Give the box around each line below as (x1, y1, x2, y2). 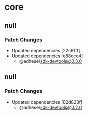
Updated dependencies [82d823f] (11, 99, 83, 105)
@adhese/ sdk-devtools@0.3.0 (19, 58, 82, 64)
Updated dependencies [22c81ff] (11, 47, 80, 53)
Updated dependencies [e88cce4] (11, 53, 83, 59)
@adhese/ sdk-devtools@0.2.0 (19, 104, 82, 110)
